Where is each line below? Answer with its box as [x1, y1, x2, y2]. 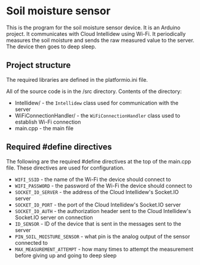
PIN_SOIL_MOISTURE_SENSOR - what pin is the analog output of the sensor [14, 233, 190, 240]
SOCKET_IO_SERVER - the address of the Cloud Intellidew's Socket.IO [14, 188, 179, 195]
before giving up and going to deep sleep [14, 252, 117, 259]
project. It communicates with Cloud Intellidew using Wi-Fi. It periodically [6, 30, 186, 37]
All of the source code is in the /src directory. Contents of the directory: [6, 88, 182, 95]
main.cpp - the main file [14, 124, 73, 132]
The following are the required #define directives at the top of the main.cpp [6, 158, 192, 165]
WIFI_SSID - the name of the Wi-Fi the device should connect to [14, 175, 171, 183]
